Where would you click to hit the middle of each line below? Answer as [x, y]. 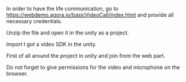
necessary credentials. [34, 21]
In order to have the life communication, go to [62, 9]
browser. [17, 73]
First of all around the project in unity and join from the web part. [86, 56]
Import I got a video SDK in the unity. [51, 44]
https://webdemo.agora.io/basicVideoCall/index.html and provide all [90, 15]
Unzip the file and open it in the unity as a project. [68, 33]
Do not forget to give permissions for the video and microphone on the [93, 67]
